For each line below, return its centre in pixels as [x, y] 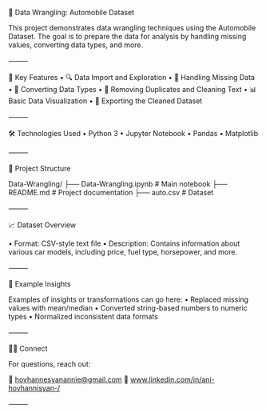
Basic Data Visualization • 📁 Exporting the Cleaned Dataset [105, 101]
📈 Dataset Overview [42, 225]
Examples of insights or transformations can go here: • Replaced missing [129, 299]
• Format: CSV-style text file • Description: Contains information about [124, 243]
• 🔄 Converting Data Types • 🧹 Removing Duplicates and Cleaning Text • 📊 [133, 89]
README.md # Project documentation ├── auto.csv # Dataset [111, 192]
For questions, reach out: [50, 364]
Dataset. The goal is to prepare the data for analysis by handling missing [127, 36]
